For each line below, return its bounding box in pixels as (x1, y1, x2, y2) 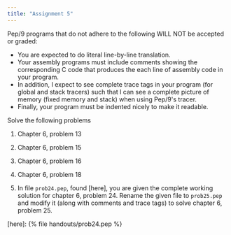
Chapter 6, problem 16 (17, 157, 82, 165)
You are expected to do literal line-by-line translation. (17, 50, 171, 59)
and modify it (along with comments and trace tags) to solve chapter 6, (17, 199, 223, 207)
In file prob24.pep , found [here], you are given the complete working (17, 183, 213, 192)
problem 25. (17, 206, 52, 214)
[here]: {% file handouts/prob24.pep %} (7, 220, 122, 228)
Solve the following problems (7, 116, 92, 124)
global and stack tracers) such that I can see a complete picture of (17, 87, 210, 96)
